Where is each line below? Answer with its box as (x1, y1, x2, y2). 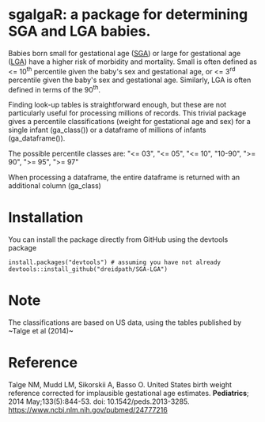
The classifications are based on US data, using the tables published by (8, 318, 242, 327)
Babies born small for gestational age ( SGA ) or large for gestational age (8, 48, 241, 58)
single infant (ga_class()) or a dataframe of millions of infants (8, 125, 206, 135)
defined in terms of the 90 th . (8, 83, 101, 94)
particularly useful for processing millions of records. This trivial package (8, 108, 247, 118)
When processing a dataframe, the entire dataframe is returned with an (8, 172, 240, 183)
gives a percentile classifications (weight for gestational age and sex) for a (8, 117, 251, 126)
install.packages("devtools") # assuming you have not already (8, 258, 221, 266)
